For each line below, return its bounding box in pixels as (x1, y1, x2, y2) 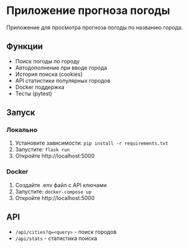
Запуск (6, 108, 35, 118)
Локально (6, 126, 38, 134)
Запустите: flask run (15, 146, 70, 153)
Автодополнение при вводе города (15, 64, 107, 71)
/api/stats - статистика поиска (15, 235, 98, 242)
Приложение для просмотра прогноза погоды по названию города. (6, 24, 184, 31)
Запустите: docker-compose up (15, 188, 92, 195)
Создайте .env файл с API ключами (15, 181, 107, 188)
